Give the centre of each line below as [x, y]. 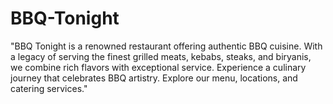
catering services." [49, 88]
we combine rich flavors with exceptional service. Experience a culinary [158, 67]
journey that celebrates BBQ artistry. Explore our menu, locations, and [154, 78]
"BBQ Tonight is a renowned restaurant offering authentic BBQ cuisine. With [166, 46]
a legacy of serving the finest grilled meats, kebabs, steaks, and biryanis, [161, 56]
